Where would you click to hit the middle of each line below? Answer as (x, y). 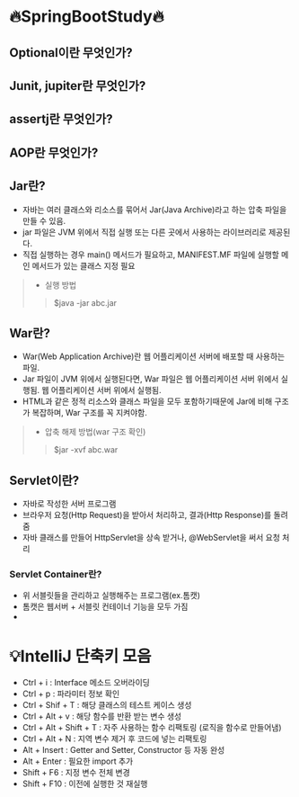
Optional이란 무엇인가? (71, 53)
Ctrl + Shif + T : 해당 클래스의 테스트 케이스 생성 (107, 705)
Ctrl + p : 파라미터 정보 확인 (71, 694)
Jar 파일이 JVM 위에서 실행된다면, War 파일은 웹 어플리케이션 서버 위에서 (150, 379)
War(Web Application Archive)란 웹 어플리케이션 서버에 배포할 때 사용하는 (154, 356)
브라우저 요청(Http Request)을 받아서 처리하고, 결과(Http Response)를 (147, 515)
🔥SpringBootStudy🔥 (87, 17)
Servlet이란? (44, 480)
